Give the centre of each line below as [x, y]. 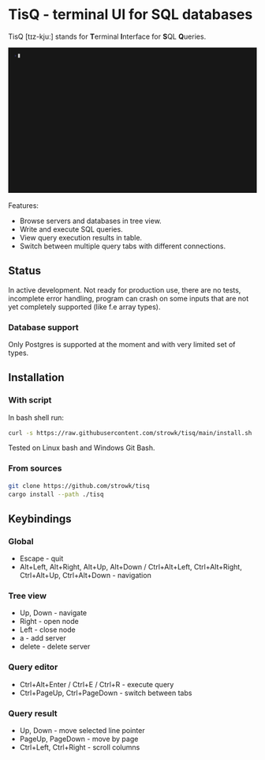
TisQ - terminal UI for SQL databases [131, 15]
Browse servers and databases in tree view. [90, 221]
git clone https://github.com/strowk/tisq [79, 486]
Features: [24, 205]
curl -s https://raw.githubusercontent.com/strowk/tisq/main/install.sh [130, 433]
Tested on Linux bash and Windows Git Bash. [82, 448]
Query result [33, 713]
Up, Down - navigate [53, 613]
